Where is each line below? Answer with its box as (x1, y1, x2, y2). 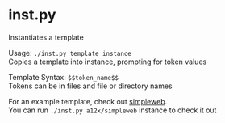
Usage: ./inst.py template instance (8, 48, 131, 57)
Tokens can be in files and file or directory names (8, 81, 173, 91)
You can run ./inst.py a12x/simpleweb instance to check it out (8, 105, 217, 115)
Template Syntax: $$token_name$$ (8, 72, 119, 82)
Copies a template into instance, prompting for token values (8, 57, 207, 66)
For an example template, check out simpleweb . (8, 96, 168, 106)
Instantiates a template (8, 32, 85, 42)
